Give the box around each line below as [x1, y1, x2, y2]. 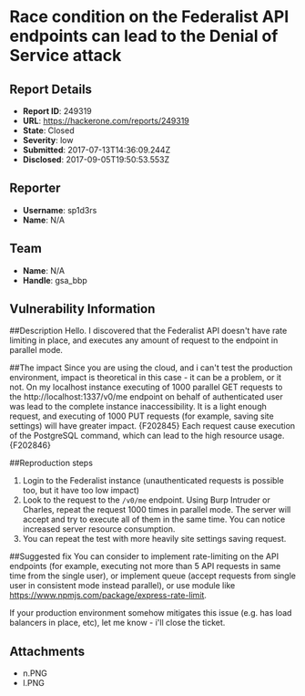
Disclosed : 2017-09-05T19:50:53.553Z [22, 154, 170, 165]
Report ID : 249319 [22, 106, 93, 116]
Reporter [9, 181, 61, 196]
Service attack [9, 46, 122, 66]
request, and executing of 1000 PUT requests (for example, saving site [9, 410, 275, 421]
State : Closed [22, 125, 75, 136]
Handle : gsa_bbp [22, 275, 88, 286]
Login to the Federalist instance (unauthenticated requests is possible [22, 475, 284, 486]
